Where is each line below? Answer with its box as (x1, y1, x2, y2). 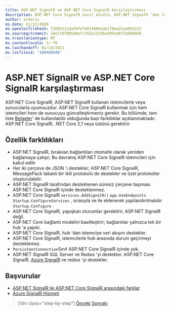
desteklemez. (12, 240, 41, 247)
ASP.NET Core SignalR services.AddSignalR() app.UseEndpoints (12, 192, 146, 198)
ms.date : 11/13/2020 (5, 21, 49, 27)
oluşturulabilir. (12, 176, 42, 182)
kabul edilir (12, 160, 36, 166)
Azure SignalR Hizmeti (12, 290, 59, 297)
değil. (12, 214, 24, 220)
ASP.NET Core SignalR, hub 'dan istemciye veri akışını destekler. (12, 230, 147, 236)
